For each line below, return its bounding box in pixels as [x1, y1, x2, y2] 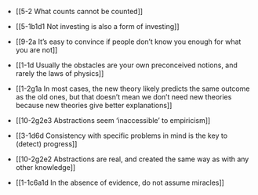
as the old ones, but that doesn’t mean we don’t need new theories [15, 92, 232, 101]
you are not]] [15, 45, 58, 54]
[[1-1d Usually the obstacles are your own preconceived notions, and [15, 60, 238, 70]
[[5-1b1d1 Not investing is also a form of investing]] [15, 22, 180, 31]
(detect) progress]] [15, 139, 78, 148]
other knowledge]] [15, 163, 76, 172]
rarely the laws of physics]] [15, 69, 104, 78]
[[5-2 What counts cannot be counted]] [15, 7, 144, 16]
